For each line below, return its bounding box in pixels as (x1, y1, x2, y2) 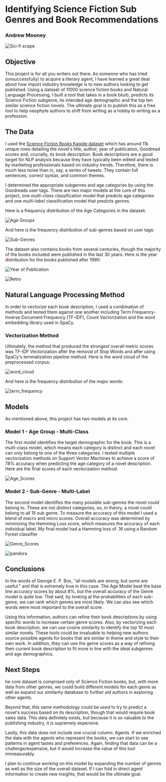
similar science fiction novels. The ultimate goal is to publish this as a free (5, 103, 156, 109)
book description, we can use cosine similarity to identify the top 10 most (5, 625, 155, 631)
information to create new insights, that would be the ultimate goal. (5, 771, 142, 777)
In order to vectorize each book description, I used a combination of (5, 304, 144, 310)
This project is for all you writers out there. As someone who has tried (5, 71, 148, 77)
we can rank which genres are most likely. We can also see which (19, 599, 154, 605)
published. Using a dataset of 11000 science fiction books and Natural (5, 87, 148, 93)
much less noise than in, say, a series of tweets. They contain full (5, 167, 138, 173)
